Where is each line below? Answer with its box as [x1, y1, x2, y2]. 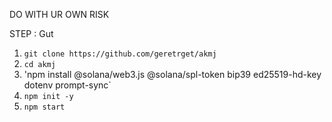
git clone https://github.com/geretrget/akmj [23, 49, 217, 59]
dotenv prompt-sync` [23, 79, 112, 91]
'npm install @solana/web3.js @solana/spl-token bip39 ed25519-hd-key [23, 69, 322, 80]
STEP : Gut [9, 28, 54, 39]
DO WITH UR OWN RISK [9, 9, 110, 20]
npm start [23, 102, 66, 112]
